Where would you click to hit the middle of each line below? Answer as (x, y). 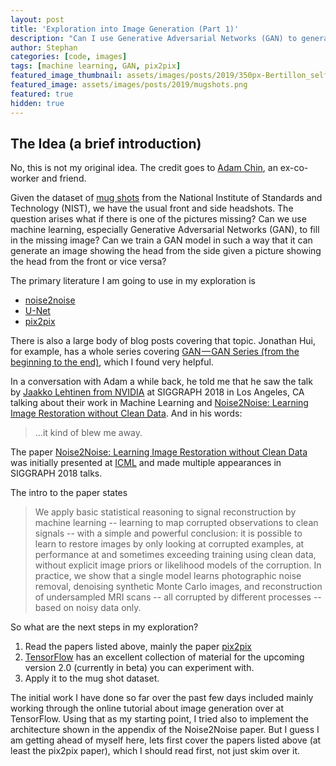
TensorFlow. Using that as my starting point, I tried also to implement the (159, 719)
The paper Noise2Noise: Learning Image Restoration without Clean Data (159, 452)
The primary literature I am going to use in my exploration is (133, 281)
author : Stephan (44, 47)
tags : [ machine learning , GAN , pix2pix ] (96, 66)
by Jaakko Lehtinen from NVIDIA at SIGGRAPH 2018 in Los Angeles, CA (157, 392)
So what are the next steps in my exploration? (104, 627)
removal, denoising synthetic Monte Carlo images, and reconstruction (178, 587)
